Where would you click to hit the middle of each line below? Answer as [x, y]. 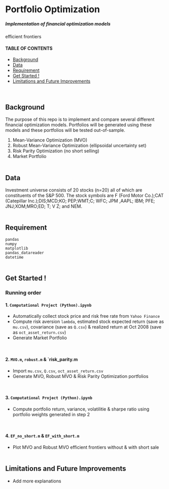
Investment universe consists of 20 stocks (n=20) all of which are [74, 190]
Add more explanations [37, 481]
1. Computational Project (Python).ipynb [48, 305]
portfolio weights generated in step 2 [51, 414]
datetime [14, 257]
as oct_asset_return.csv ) [39, 333]
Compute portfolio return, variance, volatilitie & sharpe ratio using [81, 409]
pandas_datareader [25, 253]
